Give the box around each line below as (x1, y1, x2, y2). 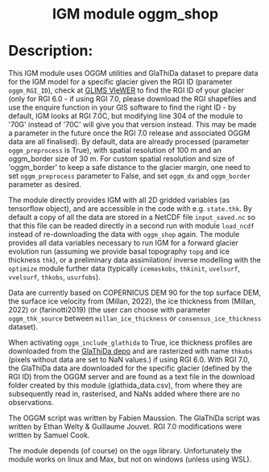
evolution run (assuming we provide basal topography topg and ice (8, 246, 230, 256)
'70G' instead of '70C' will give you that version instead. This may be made (8, 120, 257, 130)
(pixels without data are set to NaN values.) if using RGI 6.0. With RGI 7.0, (8, 355, 250, 365)
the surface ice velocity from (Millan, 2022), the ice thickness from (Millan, (8, 296, 256, 306)
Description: (8, 42, 93, 60)
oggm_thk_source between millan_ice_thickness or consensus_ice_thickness (8, 313, 262, 323)
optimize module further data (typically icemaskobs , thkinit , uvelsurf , (8, 263, 240, 274)
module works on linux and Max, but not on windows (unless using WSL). (8, 454, 252, 464)
